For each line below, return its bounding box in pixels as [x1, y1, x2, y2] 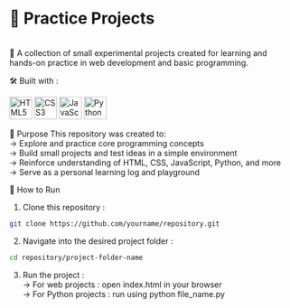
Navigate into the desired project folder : [22, 235, 173, 247]
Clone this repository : [22, 201, 106, 212]
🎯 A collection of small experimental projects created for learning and [9, 47, 268, 58]
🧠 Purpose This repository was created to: [9, 128, 167, 139]
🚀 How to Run [9, 184, 61, 195]
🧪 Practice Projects [9, 8, 155, 29]
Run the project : [22, 269, 85, 280]
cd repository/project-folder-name [9, 253, 144, 262]
